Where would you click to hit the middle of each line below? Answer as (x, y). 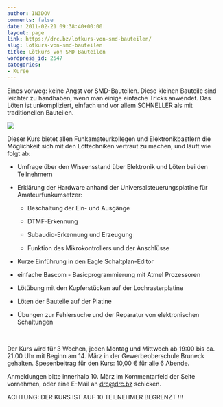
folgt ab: (19, 153)
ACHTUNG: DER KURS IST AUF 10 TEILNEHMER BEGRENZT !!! (95, 397)
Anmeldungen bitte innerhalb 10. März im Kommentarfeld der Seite (101, 376)
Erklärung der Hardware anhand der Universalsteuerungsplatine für (112, 187)
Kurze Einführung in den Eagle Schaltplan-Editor (85, 261)
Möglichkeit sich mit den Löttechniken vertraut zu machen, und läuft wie (109, 146)
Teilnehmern (35, 174)
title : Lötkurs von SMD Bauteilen (57, 52)
